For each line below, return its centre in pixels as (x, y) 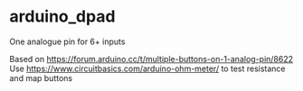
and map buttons (41, 77)
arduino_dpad (62, 17)
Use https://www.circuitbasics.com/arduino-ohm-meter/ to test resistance (148, 68)
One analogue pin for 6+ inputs (67, 41)
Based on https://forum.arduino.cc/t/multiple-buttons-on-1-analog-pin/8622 (151, 59)
